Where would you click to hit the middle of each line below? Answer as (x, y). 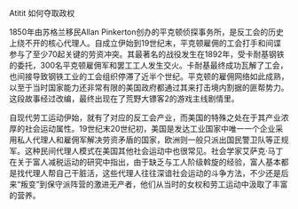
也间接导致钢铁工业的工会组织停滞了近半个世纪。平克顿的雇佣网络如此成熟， (149, 76)
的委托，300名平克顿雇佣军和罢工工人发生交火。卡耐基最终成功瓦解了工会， (149, 65)
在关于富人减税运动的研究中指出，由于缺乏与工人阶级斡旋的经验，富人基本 (145, 162)
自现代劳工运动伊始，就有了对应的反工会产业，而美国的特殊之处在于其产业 (145, 117)
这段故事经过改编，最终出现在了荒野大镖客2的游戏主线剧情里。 (124, 99)
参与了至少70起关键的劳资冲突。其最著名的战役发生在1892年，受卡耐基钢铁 (147, 54)
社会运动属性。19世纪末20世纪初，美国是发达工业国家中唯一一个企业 (150, 129)
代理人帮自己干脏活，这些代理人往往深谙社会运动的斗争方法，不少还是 (153, 173)
